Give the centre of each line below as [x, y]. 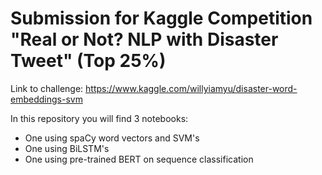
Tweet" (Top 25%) [88, 61]
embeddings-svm [46, 99]
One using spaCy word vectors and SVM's [112, 138]
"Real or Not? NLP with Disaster [144, 39]
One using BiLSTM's [67, 148]
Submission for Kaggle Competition [161, 18]
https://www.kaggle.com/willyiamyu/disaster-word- [191, 88]
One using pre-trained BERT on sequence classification [139, 159]
